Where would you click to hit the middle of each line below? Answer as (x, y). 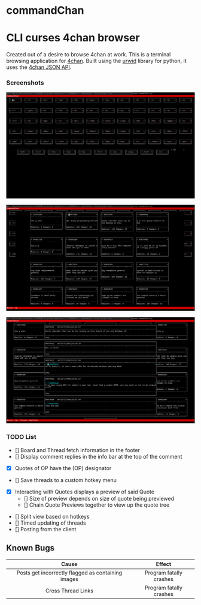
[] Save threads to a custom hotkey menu (66, 480)
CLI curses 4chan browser (73, 38)
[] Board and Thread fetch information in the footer (77, 450)
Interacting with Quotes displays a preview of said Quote (84, 492)
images (69, 579)
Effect (164, 564)
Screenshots (25, 83)
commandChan (45, 10)
